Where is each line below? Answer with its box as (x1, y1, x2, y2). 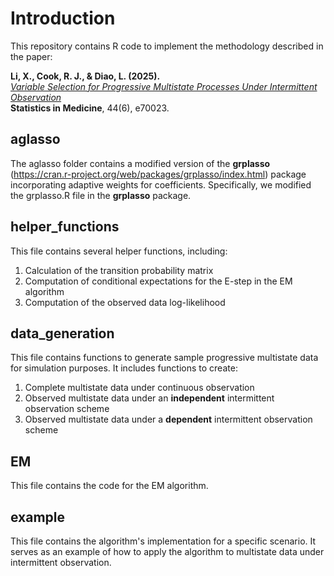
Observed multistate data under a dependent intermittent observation (24, 413, 313, 426)
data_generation (10, 325, 115, 342)
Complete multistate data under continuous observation (24, 382, 255, 394)
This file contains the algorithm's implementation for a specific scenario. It (10, 535, 317, 547)
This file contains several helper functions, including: (10, 245, 228, 257)
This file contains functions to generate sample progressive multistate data (10, 352, 319, 364)
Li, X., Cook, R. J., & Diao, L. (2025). (10, 70, 161, 82)
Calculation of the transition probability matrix (24, 264, 214, 276)
